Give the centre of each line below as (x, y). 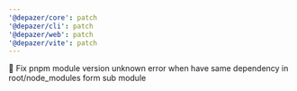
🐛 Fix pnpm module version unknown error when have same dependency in (148, 68)
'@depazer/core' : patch (53, 18)
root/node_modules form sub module (77, 78)
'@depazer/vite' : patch (53, 43)
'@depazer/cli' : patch (51, 26)
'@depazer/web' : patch (51, 34)
